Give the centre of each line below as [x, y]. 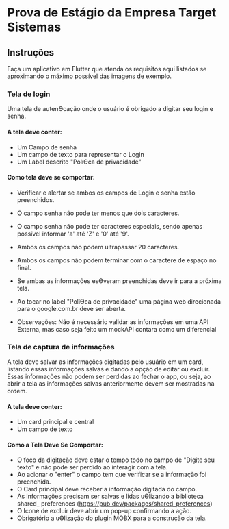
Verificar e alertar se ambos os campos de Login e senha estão [106, 193]
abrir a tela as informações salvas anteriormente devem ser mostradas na [111, 384]
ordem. [17, 391]
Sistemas [34, 27]
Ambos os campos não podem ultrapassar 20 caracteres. [98, 247]
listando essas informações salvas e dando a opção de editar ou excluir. [109, 369]
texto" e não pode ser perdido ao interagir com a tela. [92, 467]
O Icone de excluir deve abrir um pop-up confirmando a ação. [104, 511]
